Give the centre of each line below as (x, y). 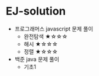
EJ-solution (36, 11)
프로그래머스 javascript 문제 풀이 (54, 29)
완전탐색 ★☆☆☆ (46, 36)
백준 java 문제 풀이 (37, 59)
